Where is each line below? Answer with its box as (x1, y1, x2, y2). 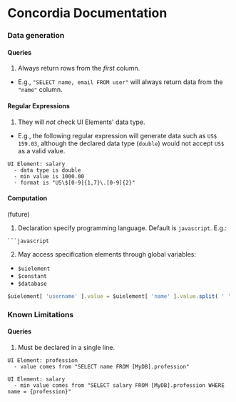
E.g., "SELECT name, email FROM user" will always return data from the (17, 78, 223, 86)
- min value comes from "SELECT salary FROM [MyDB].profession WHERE (14, 381, 225, 389)
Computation (7, 194, 48, 202)
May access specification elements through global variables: (17, 249, 196, 258)
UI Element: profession (7, 356, 78, 364)
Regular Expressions (7, 101, 70, 110)
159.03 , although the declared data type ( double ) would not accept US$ (17, 139, 225, 148)
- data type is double (14, 166, 81, 174)
